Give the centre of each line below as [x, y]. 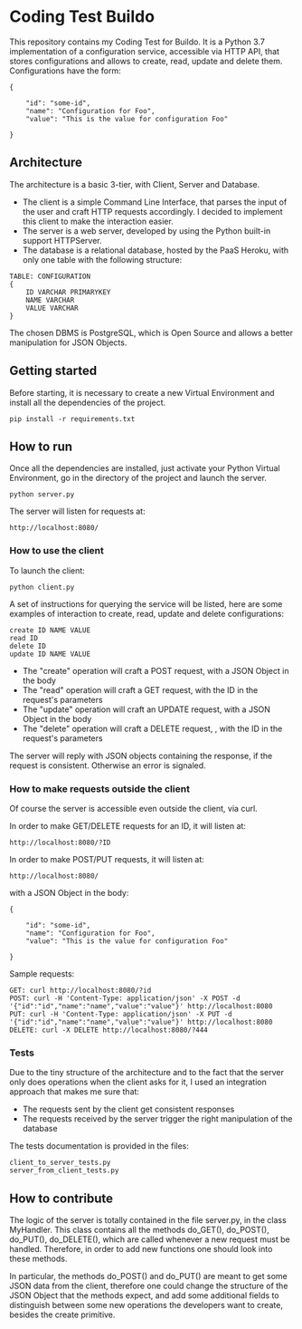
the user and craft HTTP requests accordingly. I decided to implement [152, 211]
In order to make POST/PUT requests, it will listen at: [107, 859]
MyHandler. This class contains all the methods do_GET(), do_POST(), [139, 1230]
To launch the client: [47, 570]
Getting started [53, 371]
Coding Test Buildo [82, 17]
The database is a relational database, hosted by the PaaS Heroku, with [156, 250]
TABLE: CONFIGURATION [50, 276]
